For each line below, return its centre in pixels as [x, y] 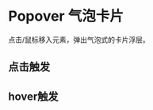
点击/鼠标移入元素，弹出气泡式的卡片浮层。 [79, 40]
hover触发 [33, 96]
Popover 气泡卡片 [66, 16]
